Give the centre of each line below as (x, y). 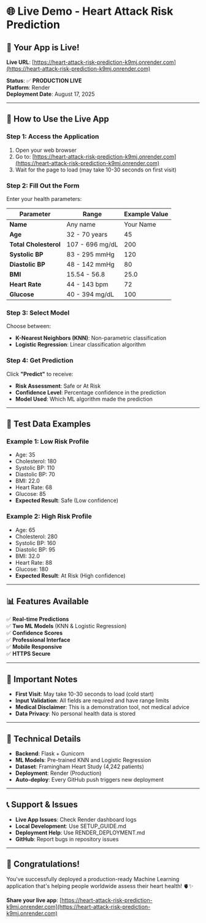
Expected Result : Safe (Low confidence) (67, 501)
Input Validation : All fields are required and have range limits (92, 701)
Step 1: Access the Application (53, 136)
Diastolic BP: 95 (35, 549)
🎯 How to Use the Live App (58, 119)
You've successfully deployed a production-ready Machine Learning (93, 879)
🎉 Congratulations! (43, 864)
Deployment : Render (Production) (58, 773)
